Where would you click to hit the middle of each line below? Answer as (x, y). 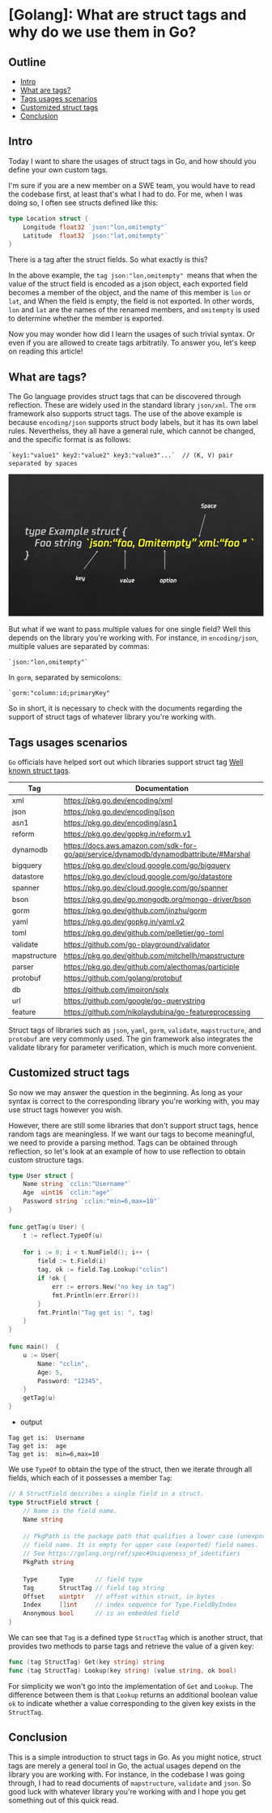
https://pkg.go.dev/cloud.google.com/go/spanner (146, 888)
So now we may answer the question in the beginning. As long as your (125, 1092)
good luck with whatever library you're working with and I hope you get (127, 1791)
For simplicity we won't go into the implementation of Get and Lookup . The (131, 1686)
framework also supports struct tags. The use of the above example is (125, 414)
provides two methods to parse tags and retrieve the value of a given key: (132, 1646)
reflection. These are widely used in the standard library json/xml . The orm (132, 405)
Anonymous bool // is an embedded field (101, 1613)
